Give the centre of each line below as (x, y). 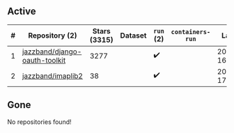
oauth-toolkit (44, 60)
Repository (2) (52, 36)
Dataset (133, 36)
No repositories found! (39, 122)
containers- (191, 32)
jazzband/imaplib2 (53, 76)
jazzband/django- (52, 52)
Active (22, 11)
